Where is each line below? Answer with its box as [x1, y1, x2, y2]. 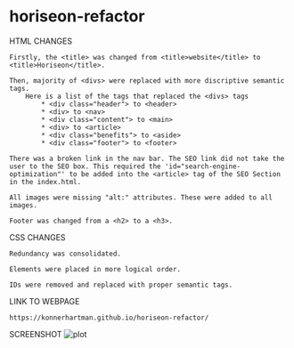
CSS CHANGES [9, 231, 66, 242]
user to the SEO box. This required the [9, 162, 162, 171]
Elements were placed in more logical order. [9, 264, 181, 273]
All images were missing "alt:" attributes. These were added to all [9, 193, 274, 202]
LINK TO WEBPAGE [9, 295, 80, 306]
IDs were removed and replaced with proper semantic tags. [9, 280, 233, 289]
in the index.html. [9, 177, 82, 186]
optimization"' [9, 169, 66, 179]
